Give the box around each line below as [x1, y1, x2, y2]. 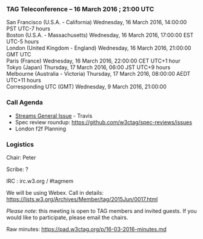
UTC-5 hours [6, 38, 39, 45]
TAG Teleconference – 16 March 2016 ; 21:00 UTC [6, 5, 155, 13]
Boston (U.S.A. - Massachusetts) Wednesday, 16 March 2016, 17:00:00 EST [6, 32, 194, 39]
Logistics [6, 140, 35, 149]
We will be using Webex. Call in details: [6, 189, 104, 196]
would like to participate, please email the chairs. [6, 214, 128, 221]
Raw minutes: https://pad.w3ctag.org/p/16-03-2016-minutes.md [6, 225, 167, 232]
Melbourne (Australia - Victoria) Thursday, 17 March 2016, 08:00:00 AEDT [6, 70, 191, 78]
